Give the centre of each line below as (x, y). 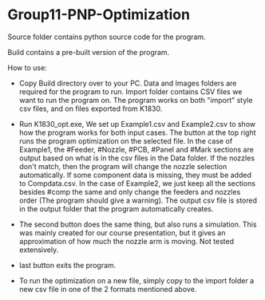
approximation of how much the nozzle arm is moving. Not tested (127, 241)
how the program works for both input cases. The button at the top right (137, 132)
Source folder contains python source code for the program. (107, 37)
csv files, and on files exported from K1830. (91, 109)
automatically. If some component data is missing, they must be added (135, 175)
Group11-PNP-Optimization (99, 15)
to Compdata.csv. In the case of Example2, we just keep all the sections (137, 183)
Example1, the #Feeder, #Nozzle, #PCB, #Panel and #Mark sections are (136, 149)
